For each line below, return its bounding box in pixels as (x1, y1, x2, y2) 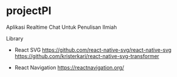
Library (6, 35, 24, 42)
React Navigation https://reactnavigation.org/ (14, 63, 125, 71)
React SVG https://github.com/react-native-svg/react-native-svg (14, 46, 172, 53)
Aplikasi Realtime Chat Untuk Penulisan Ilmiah (6, 24, 117, 31)
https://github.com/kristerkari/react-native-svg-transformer (14, 52, 160, 59)
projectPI (6, 4, 52, 18)
